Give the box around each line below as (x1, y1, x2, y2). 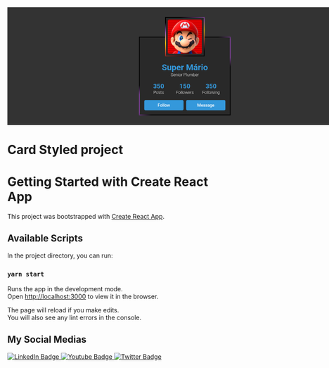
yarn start (7, 270, 44, 278)
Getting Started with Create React (7, 174, 209, 190)
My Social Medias (7, 334, 86, 345)
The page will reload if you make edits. (7, 305, 120, 314)
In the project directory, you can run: (7, 251, 113, 260)
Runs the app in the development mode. (7, 284, 123, 293)
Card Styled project (7, 141, 124, 158)
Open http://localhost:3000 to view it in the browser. (7, 292, 159, 300)
